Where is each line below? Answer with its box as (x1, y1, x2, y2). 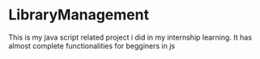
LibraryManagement (8, 6, 150, 24)
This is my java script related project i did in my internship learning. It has (8, 32, 253, 42)
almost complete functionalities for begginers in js (8, 40, 176, 50)
